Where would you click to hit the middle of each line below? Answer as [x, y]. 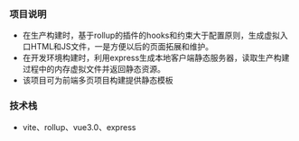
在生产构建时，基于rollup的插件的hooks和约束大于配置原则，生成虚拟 [151, 35]
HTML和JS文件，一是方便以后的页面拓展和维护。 [122, 47]
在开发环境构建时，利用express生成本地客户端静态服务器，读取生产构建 [156, 58]
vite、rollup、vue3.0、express [79, 127]
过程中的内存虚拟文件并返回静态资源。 [93, 69]
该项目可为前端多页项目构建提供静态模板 [98, 80]
